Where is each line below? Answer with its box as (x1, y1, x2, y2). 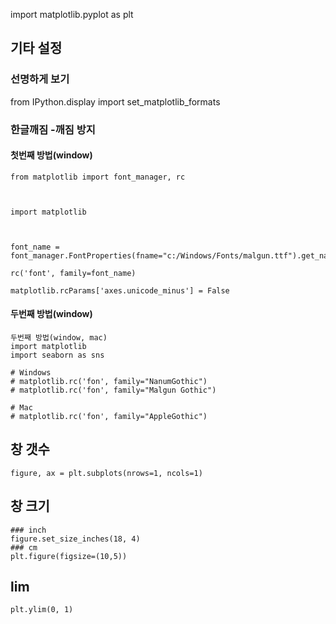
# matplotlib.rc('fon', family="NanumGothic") (10, 377, 208, 387)
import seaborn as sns (10, 350, 105, 361)
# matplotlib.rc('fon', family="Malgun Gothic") (10, 385, 217, 396)
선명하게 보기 (10, 72, 70, 86)
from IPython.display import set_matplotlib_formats (10, 95, 221, 108)
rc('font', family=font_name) (10, 268, 137, 278)
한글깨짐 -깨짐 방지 (10, 122, 96, 136)
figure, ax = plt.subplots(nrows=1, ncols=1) (10, 468, 203, 478)
